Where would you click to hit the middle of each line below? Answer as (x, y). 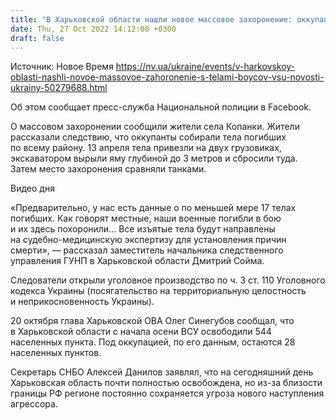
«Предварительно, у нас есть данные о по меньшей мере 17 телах (153, 208)
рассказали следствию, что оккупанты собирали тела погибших (148, 137)
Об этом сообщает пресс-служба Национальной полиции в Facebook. (161, 107)
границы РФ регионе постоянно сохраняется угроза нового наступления (167, 393)
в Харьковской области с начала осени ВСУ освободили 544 (141, 332)
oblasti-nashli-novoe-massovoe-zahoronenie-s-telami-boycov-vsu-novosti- (167, 77)
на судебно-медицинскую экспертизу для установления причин (148, 240)
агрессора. (34, 404)
